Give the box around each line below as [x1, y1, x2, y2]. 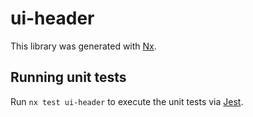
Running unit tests [10, 69, 127, 86]
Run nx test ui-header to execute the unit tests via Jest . [10, 95, 244, 107]
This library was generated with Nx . [10, 40, 157, 52]
